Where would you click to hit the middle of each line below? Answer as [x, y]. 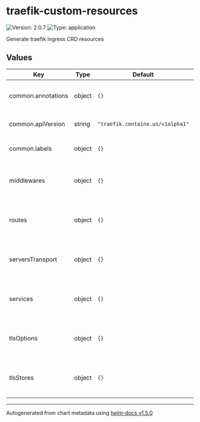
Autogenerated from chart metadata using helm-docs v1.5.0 [79, 412]
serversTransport [33, 259]
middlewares [27, 180]
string [82, 124]
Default [143, 74]
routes [18, 220]
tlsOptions [24, 338]
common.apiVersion [37, 124]
